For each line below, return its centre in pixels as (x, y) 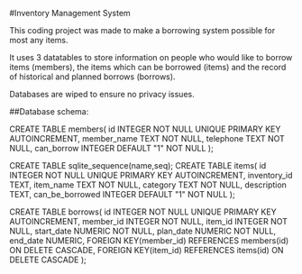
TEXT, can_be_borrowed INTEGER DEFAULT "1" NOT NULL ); (123, 194)
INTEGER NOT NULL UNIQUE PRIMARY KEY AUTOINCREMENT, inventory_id (151, 175)
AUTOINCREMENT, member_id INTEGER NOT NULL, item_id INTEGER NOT (149, 221)
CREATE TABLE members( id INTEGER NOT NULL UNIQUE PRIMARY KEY (145, 129)
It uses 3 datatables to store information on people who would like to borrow (151, 57)
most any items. (39, 40)
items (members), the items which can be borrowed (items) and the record (148, 67)
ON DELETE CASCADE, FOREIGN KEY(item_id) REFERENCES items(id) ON (146, 250)
